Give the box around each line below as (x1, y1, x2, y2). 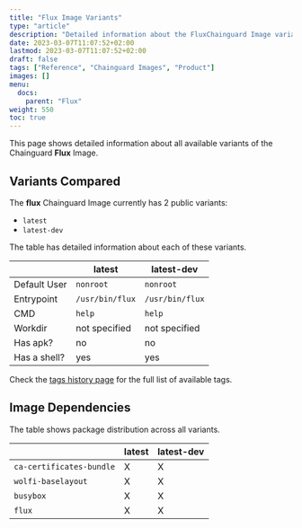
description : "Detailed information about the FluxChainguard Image (9, 30, 271, 39)
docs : (17, 88, 39, 97)
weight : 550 (9, 105, 54, 114)
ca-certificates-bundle (13, 462, 116, 471)
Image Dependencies (9, 400, 131, 416)
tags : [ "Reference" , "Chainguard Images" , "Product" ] (9, 64, 216, 73)
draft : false (9, 55, 58, 64)
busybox (13, 490, 47, 501)
